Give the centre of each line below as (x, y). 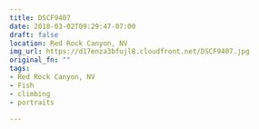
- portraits (32, 102)
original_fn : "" (40, 60)
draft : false (34, 35)
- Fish (22, 85)
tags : (20, 69)
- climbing (30, 94)
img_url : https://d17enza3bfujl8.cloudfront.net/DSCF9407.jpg (129, 52)
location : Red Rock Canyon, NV (69, 43)
